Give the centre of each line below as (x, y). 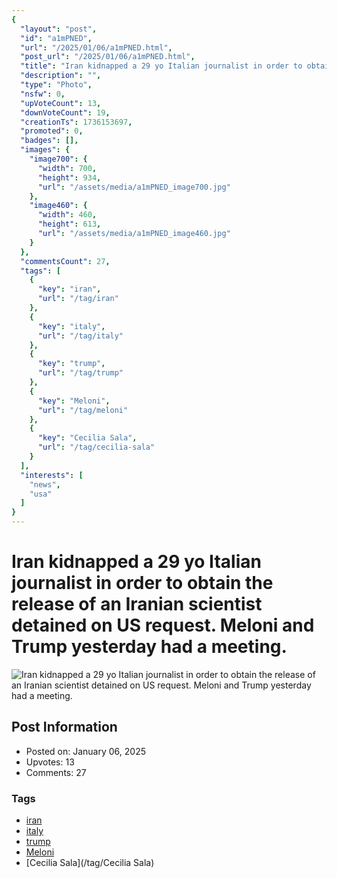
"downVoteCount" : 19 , (65, 112)
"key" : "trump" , (71, 364)
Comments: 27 (56, 772)
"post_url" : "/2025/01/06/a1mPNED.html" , (108, 57)
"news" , (45, 484)
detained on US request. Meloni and (163, 625)
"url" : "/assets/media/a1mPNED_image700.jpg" (134, 187)
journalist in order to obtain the (142, 583)
